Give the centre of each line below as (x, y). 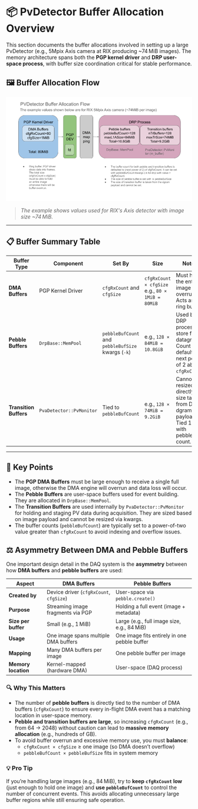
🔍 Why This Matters (36, 688)
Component (68, 264)
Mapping (20, 653)
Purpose (19, 609)
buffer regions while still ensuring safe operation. (66, 800)
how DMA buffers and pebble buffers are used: (65, 571)
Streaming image (67, 606)
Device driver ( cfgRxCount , (79, 592)
